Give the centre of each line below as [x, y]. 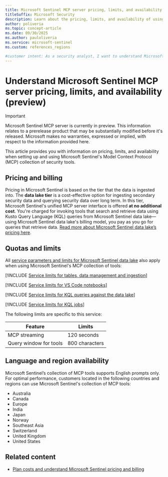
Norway [20, 420]
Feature [35, 327]
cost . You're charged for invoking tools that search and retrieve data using [82, 211]
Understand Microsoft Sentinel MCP [82, 81]
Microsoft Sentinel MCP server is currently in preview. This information [78, 126]
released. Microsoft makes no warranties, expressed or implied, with [76, 136]
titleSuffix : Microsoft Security [40, 15]
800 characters [85, 343]
